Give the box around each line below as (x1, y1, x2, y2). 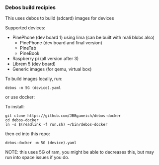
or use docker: (5, 94, 35, 100)
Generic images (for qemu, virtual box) (12, 66, 92, 72)
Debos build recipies (5, 4, 56, 11)
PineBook (19, 50, 40, 56)
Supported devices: (5, 25, 46, 31)
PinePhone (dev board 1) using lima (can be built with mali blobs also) (12, 34, 155, 41)
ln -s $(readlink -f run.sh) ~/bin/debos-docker (5, 122, 108, 127)
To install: (5, 104, 25, 110)
